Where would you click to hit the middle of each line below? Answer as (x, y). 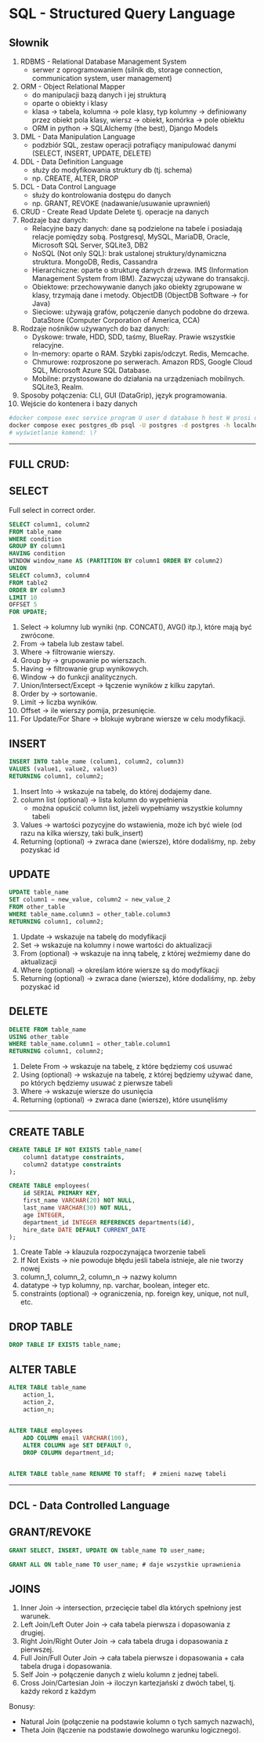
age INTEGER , (44, 1215)
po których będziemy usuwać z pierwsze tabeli (96, 1083)
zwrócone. (38, 635)
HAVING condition (37, 554)
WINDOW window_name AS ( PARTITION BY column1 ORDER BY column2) (116, 561)
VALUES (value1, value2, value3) (63, 769)
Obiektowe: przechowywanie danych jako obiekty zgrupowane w (137, 287)
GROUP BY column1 (37, 547)
